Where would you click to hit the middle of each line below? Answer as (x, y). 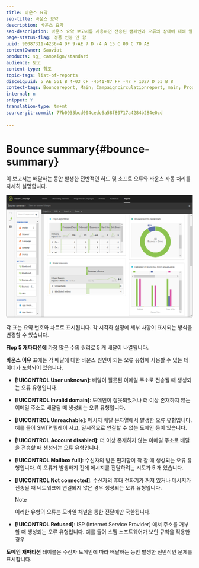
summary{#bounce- (98, 149)
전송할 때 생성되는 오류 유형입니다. (61, 448)
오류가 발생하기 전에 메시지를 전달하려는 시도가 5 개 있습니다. (113, 467)
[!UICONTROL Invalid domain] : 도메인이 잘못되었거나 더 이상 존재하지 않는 (102, 400)
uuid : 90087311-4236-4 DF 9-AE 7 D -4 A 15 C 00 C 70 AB (78, 44)
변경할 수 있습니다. (28, 335)
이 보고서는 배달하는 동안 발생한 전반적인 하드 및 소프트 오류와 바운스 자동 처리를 (99, 179)
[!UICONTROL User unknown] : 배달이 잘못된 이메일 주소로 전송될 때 (95, 380)
